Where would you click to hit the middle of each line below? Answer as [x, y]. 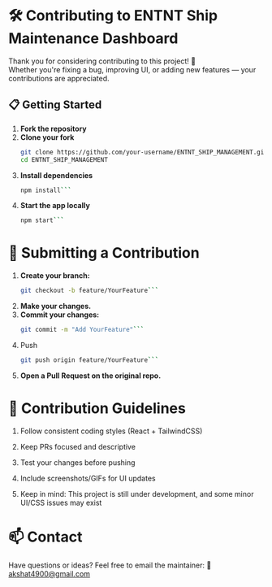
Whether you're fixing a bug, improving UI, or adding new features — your [132, 69]
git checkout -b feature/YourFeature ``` [89, 291]
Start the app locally [55, 206]
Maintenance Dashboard [93, 39]
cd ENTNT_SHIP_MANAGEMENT [64, 159]
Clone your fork [47, 137]
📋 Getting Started [55, 105]
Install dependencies [56, 175]
